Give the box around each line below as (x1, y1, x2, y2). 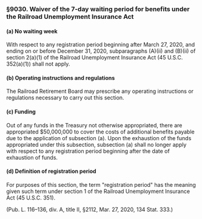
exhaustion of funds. (6, 153, 58, 161)
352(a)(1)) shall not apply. (6, 60, 70, 68)
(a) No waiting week (6, 27, 58, 35)
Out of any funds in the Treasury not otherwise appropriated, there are (6, 121, 183, 129)
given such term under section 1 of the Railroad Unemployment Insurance (6, 187, 190, 195)
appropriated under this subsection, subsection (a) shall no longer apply (6, 141, 187, 148)
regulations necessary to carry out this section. (6, 94, 124, 101)
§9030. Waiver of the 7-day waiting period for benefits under (6, 5, 190, 13)
